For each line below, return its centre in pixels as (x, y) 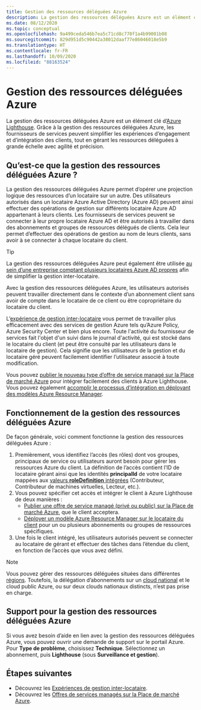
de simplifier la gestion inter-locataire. (53, 276)
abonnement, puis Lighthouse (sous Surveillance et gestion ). (83, 654)
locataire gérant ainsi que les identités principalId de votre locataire (98, 474)
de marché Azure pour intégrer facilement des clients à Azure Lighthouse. (97, 381)
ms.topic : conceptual (33, 29)
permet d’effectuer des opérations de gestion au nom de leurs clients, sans (99, 234)
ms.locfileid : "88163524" (38, 62)
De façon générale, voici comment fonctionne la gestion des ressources (95, 437)
